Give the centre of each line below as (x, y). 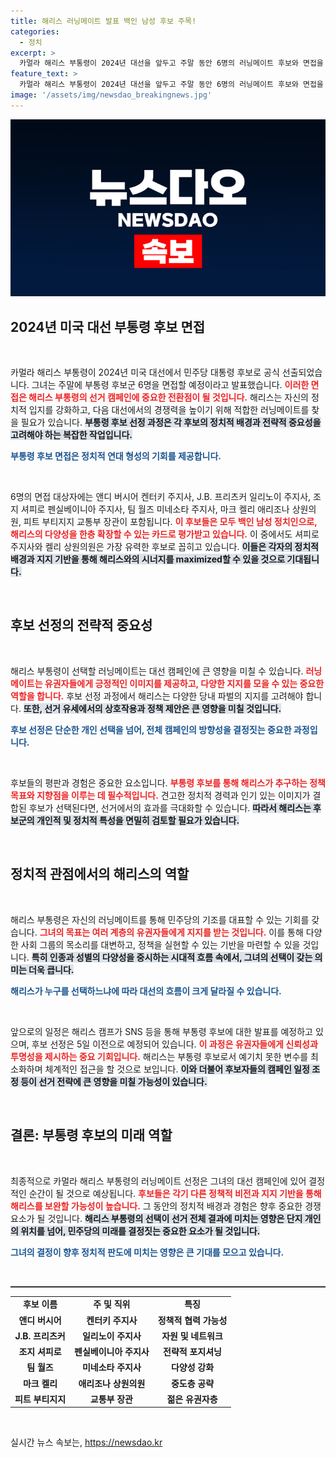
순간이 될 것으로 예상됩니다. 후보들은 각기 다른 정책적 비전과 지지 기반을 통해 (175, 1193)
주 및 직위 (112, 1304)
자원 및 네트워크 (192, 1336)
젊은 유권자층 (192, 1399)
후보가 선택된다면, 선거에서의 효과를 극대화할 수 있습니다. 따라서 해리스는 (170, 807)
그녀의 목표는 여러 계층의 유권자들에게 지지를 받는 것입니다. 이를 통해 (171, 932)
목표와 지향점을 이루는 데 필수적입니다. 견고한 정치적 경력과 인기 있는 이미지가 (160, 795)
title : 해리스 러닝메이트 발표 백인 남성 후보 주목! (103, 21)
